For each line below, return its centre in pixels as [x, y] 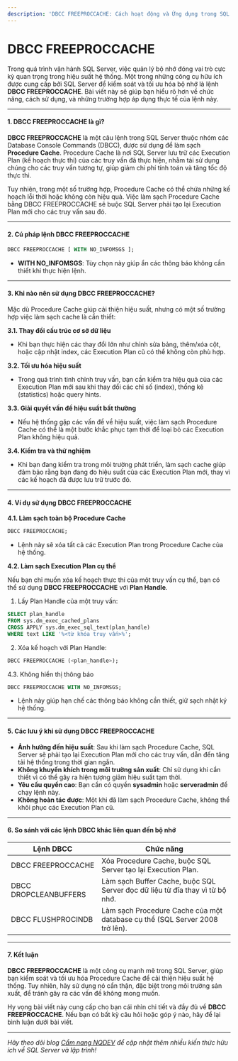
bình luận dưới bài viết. [40, 1022]
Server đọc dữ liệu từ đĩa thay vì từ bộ [164, 890]
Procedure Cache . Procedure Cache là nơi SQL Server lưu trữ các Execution [119, 153]
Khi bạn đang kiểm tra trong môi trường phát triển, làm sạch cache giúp [122, 465]
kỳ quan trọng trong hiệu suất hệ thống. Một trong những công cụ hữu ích [115, 76]
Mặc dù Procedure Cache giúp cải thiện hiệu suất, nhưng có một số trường [116, 309]
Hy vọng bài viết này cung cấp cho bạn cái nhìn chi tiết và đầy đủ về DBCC [117, 1007]
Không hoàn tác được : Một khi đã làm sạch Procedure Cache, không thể [124, 800]
